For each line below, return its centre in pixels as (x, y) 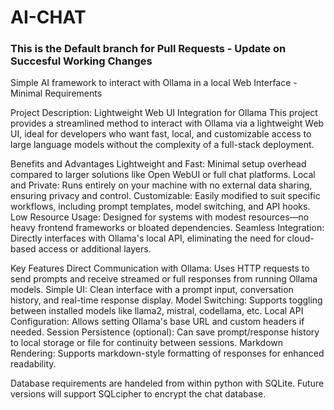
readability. (33, 364)
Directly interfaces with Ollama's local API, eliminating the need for (147, 238)
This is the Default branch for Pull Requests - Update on (148, 49)
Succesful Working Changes (81, 61)
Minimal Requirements (56, 93)
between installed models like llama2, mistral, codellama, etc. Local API (157, 311)
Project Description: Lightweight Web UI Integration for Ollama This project (164, 113)
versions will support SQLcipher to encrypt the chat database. (138, 394)
